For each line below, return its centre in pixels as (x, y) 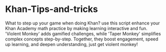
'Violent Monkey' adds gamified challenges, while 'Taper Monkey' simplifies (83, 33)
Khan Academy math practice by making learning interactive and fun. (76, 28)
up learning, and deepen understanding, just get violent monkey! (72, 44)
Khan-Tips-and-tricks (52, 9)
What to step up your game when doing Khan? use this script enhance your (83, 23)
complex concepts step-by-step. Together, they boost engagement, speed (82, 39)
